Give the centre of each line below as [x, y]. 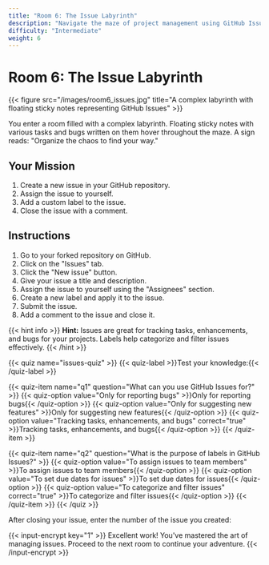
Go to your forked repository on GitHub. [85, 255]
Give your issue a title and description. [83, 280]
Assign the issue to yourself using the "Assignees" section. [117, 289]
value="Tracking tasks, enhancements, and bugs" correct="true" [139, 420]
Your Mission [42, 166]
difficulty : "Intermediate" [55, 30]
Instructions [39, 236]
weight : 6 [25, 38]
